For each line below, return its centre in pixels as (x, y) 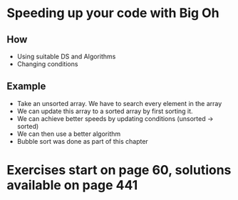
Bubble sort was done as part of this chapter (83, 141)
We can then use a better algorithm (69, 134)
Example (26, 86)
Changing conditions (47, 64)
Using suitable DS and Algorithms (66, 56)
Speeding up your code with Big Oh (113, 13)
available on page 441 (72, 185)
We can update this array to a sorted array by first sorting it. (105, 111)
